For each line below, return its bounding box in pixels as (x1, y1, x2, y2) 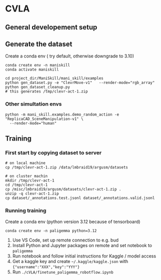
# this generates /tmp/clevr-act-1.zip (5, 89, 88, 94)
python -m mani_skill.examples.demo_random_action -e (5, 112, 120, 117)
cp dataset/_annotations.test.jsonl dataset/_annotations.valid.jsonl (5, 195, 155, 200)
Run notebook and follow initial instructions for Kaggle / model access (12, 253, 156, 259)
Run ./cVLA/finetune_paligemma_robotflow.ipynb (12, 268, 114, 275)
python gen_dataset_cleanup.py (5, 84, 70, 90)
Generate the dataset (5, 39, 72, 48)
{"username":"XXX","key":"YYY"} (12, 264, 80, 269)
